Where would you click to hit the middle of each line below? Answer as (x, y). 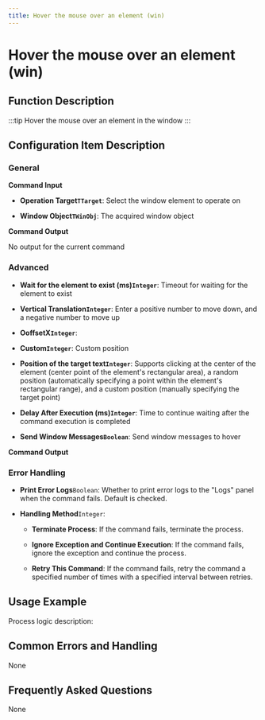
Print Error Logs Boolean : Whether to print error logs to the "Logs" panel (136, 489)
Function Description (61, 101)
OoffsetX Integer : (48, 333)
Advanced (29, 267)
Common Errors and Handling (83, 646)
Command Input (35, 185)
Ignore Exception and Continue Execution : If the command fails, (138, 544)
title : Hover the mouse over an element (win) (86, 16)
